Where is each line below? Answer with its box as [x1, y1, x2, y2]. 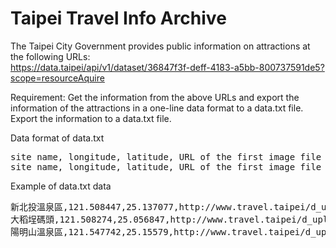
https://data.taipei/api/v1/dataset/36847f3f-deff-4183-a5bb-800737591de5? [10, 61, 325, 73]
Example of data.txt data [10, 180, 112, 192]
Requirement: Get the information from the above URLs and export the [10, 91, 300, 103]
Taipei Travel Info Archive [10, 7, 227, 30]
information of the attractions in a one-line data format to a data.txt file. [10, 102, 304, 114]
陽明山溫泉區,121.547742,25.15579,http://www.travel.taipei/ [10, 226, 306, 237]
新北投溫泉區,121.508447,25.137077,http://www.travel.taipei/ [10, 201, 312, 212]
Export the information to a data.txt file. [10, 112, 172, 124]
